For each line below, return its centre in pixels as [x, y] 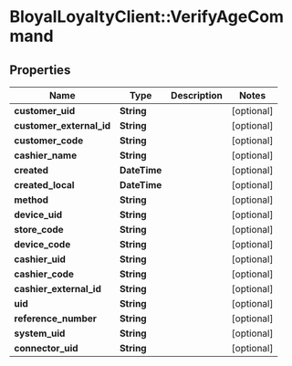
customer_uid [45, 111]
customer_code [49, 141]
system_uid [40, 333]
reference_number [56, 319]
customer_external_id [63, 125]
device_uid [38, 214]
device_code [42, 244]
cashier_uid [40, 259]
